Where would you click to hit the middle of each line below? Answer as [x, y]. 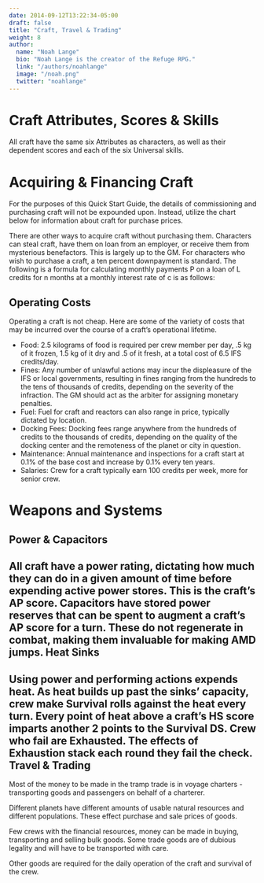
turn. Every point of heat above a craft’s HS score [132, 716]
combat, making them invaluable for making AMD [132, 640]
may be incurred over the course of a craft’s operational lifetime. [113, 330]
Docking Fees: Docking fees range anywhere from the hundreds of [128, 429]
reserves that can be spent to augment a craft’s [127, 616]
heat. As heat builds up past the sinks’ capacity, [129, 691]
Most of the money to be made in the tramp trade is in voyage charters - [126, 784]
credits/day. [40, 362]
